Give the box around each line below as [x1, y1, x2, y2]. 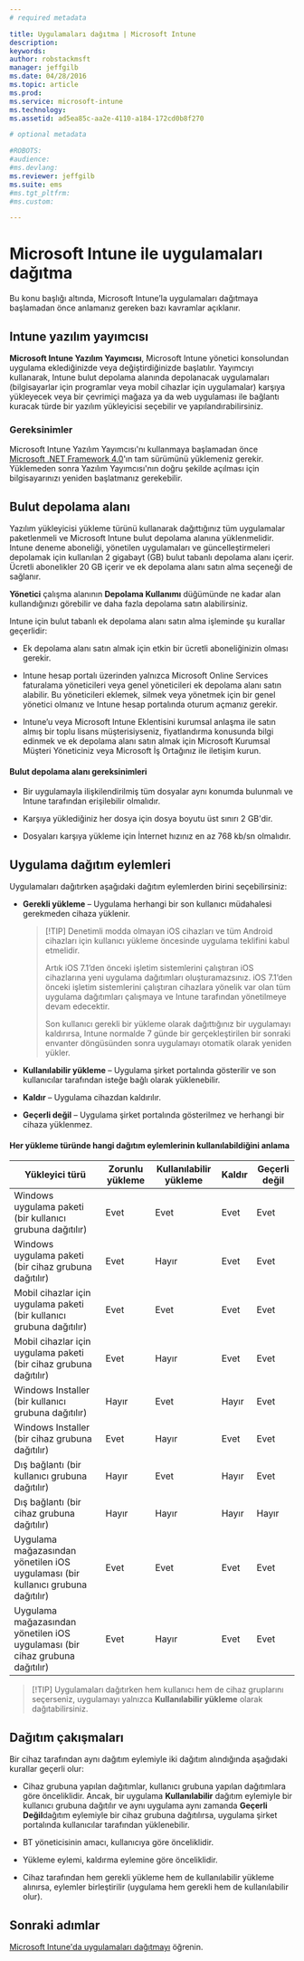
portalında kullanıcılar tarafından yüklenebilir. [22, 1820, 190, 1831]
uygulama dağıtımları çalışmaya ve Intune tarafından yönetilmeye [44, 992, 287, 1003]
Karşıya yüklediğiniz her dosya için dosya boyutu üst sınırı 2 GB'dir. [22, 814, 273, 824]
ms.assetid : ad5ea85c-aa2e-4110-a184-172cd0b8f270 [9, 114, 204, 123]
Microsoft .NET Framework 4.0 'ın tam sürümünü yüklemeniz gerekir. [9, 453, 264, 464]
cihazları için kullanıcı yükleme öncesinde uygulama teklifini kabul [44, 936, 290, 947]
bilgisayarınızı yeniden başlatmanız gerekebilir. [9, 472, 183, 484]
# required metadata [9, 13, 88, 23]
